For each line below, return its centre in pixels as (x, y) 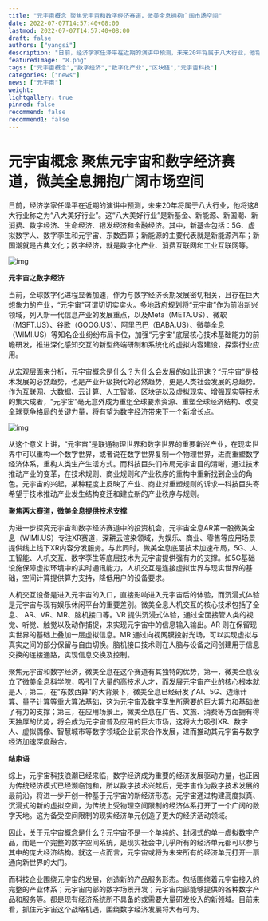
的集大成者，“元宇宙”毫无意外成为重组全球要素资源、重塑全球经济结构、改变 (134, 401)
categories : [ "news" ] (44, 75)
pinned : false (32, 105)
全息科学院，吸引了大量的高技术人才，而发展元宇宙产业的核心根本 (144, 681)
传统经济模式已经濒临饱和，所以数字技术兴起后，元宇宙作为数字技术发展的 (137, 785)
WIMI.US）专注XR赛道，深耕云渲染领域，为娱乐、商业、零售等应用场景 (139, 538)
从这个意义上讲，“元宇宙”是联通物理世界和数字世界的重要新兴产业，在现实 (130, 443)
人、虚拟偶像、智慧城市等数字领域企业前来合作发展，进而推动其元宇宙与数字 (134, 731)
